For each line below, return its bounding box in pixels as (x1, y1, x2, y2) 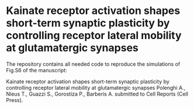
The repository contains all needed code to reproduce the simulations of (6, 60, 181, 68)
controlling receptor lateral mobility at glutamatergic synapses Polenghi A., (6, 84, 186, 91)
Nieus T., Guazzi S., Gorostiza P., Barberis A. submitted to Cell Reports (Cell (6, 90, 189, 97)
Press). (6, 96, 23, 103)
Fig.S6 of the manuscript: (6, 66, 67, 73)
